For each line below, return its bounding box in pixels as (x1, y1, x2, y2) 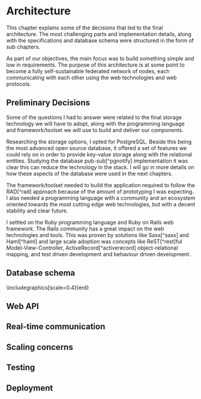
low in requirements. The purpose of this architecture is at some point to (6, 61, 185, 68)
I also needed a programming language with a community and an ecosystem (6, 194, 196, 202)
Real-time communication (6, 322, 106, 332)
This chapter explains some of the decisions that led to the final (6, 24, 163, 31)
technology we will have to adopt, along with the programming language (6, 120, 185, 127)
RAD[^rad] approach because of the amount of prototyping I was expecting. (6, 188, 194, 195)
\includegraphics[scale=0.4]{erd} (6, 284, 89, 291)
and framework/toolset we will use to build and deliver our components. (6, 126, 184, 133)
